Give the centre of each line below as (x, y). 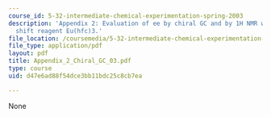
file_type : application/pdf (56, 46)
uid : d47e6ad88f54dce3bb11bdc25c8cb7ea (75, 76)
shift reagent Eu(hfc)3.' (59, 31)
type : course (30, 69)
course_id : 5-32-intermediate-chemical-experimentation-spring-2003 (126, 16)
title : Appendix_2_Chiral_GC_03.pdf (70, 61)
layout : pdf (28, 53)
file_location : (34, 38)
